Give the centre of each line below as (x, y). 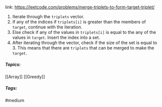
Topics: (13, 64)
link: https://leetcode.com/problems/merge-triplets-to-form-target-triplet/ (80, 7)
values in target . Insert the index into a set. (56, 37)
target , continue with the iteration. (47, 27)
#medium (15, 100)
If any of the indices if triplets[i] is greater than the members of (79, 22)
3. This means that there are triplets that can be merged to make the (83, 48)
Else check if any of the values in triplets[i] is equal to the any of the (84, 32)
